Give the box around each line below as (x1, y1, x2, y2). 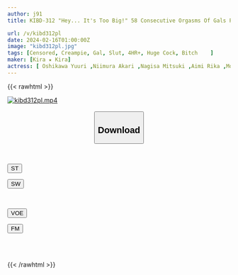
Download (98, 125, 140, 135)
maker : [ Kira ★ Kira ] (7, 56, 72, 64)
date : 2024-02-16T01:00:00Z (7, 36, 91, 43)
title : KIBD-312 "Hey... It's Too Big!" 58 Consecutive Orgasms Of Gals (7, 17, 227, 24)
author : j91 (7, 10, 42, 18)
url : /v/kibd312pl (7, 30, 62, 37)
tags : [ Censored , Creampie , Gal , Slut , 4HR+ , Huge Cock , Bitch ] (7, 50, 214, 57)
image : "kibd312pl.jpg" (7, 43, 78, 50)
